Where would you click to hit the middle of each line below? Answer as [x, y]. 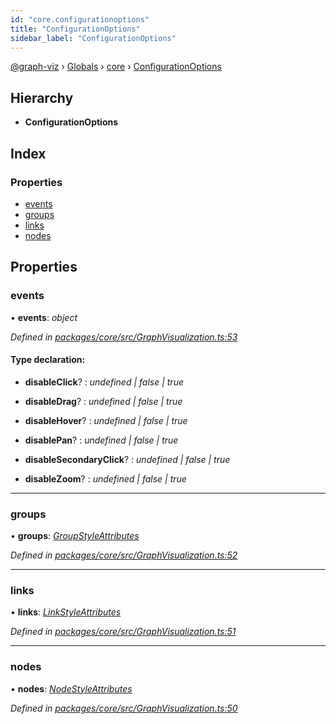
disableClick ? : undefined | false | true [104, 382]
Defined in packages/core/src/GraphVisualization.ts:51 [123, 632]
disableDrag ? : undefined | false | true [103, 401]
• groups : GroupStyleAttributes [75, 536]
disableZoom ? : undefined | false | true [105, 478]
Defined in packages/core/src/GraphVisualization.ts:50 [124, 708]
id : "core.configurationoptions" [80, 19]
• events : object [44, 317]
